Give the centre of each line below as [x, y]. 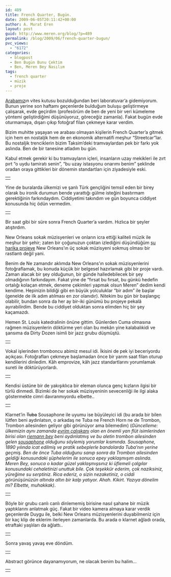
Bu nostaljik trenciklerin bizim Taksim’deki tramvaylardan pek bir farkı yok [82, 143]
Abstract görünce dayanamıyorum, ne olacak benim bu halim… [71, 561]
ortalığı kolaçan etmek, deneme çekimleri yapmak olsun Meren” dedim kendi [85, 285]
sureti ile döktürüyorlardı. [32, 367]
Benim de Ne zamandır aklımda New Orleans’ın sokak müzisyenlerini [77, 263]
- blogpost [21, 57]
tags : [11, 72]
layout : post [19, 29]
